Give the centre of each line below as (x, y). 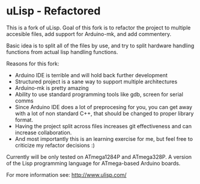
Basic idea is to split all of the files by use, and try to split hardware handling (100, 46)
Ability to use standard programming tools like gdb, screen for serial (99, 94)
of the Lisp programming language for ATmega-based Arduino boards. (93, 163)
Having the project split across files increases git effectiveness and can (103, 126)
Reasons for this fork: (33, 64)
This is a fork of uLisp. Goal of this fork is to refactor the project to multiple (98, 28)
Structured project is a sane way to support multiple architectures (96, 82)
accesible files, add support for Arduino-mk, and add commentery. (89, 34)
